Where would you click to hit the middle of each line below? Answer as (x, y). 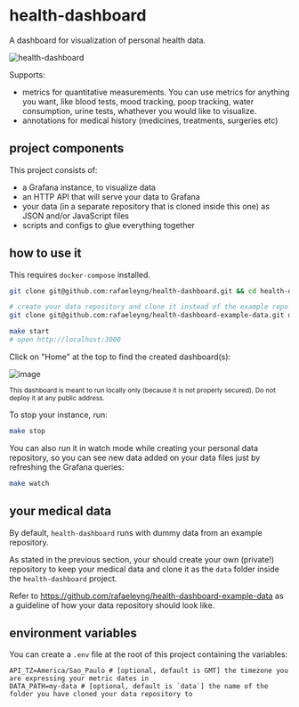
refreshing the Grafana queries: (67, 467)
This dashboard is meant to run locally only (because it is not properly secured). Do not (142, 390)
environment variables (73, 633)
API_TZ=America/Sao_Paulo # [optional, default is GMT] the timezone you (149, 671)
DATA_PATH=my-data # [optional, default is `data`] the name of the (139, 686)
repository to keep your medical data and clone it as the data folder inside (145, 569)
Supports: (28, 74)
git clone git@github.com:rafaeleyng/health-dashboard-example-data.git (147, 316)
